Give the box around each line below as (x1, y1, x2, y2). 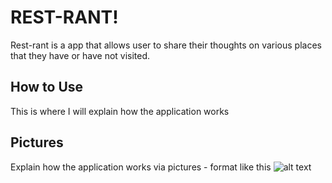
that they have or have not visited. (10, 49, 151, 61)
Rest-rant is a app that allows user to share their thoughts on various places (10, 39, 322, 51)
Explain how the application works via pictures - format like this (10, 161, 272, 173)
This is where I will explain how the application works (10, 105, 230, 117)
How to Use (10, 79, 84, 96)
